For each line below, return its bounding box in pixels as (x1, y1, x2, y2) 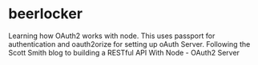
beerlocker (8, 5, 83, 23)
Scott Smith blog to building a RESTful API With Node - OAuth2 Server (8, 48, 240, 57)
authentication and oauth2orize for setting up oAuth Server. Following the (8, 39, 251, 48)
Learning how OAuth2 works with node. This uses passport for (8, 31, 216, 40)
